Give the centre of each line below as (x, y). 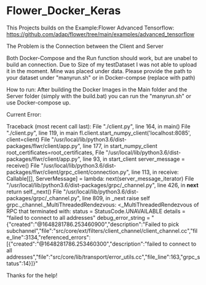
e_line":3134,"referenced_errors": (49, 237)
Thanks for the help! (32, 275)
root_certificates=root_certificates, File (55, 152)
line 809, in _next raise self (116, 198)
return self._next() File (34, 192)
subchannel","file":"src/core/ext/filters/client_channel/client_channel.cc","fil (102, 230)
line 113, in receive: (155, 172)
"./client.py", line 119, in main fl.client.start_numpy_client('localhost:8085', (99, 133)
